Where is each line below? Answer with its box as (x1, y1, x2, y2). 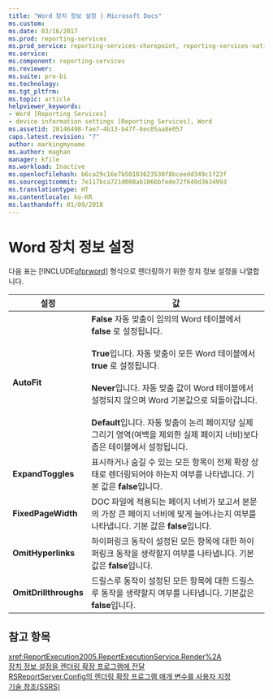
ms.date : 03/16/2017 (8, 27, 79, 35)
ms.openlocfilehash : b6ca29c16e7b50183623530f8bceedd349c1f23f (8, 170, 227, 179)
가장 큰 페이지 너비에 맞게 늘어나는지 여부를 (101, 508, 257, 520)
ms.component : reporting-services (8, 58, 126, 66)
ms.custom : (8, 19, 45, 28)
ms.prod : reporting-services (8, 34, 107, 43)
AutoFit (12, 377, 42, 388)
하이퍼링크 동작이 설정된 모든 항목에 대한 (91, 536, 237, 547)
